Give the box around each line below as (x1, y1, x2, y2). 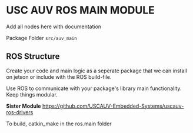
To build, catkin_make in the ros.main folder (6, 120, 112, 127)
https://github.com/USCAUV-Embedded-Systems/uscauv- (42, 102, 184, 109)
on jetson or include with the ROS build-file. (6, 73, 112, 80)
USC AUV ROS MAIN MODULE (6, 4, 155, 17)
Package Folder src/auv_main (6, 34, 78, 41)
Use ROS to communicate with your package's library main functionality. (6, 85, 182, 92)
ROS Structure (6, 51, 60, 62)
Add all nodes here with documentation (6, 23, 102, 30)
